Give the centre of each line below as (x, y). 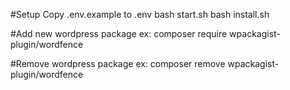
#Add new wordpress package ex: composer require (119, 33)
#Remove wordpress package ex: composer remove (118, 63)
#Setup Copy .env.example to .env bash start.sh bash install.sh (140, 14)
